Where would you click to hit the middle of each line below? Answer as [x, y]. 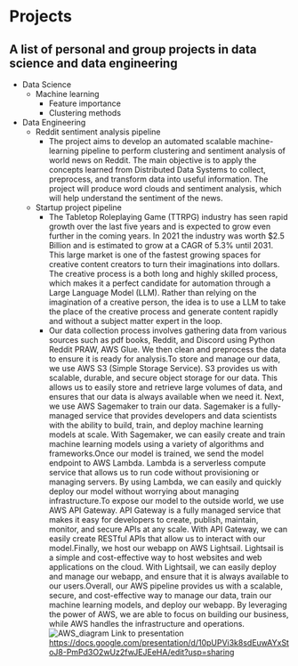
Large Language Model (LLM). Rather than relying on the [153, 292]
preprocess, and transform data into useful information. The [158, 179]
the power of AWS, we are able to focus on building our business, [169, 614]
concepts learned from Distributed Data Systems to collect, [157, 170]
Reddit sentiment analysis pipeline [98, 132]
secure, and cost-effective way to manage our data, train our [160, 595]
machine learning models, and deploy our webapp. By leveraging [168, 605]
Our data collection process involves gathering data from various [168, 330]
